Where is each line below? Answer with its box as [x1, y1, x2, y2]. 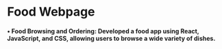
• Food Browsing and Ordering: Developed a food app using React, [7, 27, 199, 35]
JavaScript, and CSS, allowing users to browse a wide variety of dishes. [7, 34, 216, 42]
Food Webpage [7, 4, 95, 20]
